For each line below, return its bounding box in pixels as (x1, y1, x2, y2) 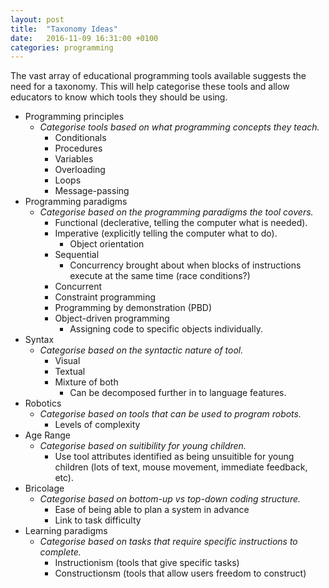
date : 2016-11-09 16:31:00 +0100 (10, 33, 159, 43)
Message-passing (54, 185, 130, 197)
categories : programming (10, 42, 114, 53)
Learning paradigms (24, 525, 108, 537)
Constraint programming (54, 291, 157, 303)
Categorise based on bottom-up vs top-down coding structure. (39, 493, 302, 505)
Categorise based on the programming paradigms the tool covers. (39, 206, 314, 218)
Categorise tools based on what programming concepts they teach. (39, 121, 320, 133)
